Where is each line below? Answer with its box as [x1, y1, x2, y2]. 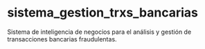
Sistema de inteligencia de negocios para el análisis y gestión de [7, 28, 192, 36]
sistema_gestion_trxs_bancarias [7, 5, 199, 21]
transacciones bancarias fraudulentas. [7, 35, 117, 43]
